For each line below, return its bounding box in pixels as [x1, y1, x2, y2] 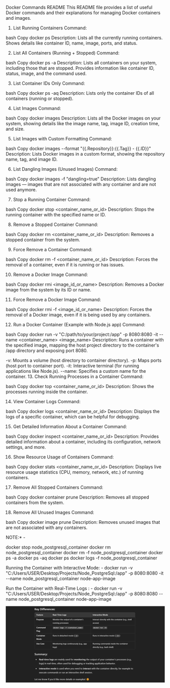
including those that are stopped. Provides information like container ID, [6, 65, 155, 71]
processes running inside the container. [6, 389, 88, 395]
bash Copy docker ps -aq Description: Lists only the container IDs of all [6, 90, 154, 96]
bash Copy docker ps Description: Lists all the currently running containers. [6, 35, 163, 41]
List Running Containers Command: [13, 25, 87, 31]
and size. [6, 126, 25, 132]
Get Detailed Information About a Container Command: [13, 424, 128, 430]
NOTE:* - [6, 534, 26, 540]
